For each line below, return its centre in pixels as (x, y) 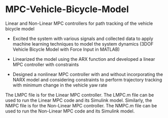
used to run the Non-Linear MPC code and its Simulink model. (70, 111)
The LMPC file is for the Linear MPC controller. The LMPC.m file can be (80, 95)
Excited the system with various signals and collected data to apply (83, 38)
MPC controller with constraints (46, 64)
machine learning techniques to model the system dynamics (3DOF (83, 44)
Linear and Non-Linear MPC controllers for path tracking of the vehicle (79, 23)
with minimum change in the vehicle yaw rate (60, 85)
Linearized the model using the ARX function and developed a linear (84, 59)
